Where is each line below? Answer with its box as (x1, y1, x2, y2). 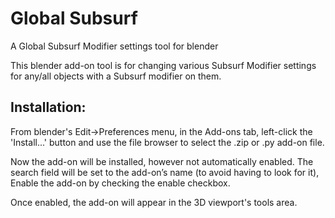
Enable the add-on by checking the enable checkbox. (10, 177, 231, 189)
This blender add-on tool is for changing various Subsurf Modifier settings (10, 59, 317, 71)
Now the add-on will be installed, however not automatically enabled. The (10, 155, 314, 167)
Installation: (10, 99, 87, 116)
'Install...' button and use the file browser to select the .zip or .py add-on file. (10, 136, 325, 148)
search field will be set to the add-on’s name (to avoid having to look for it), (10, 166, 320, 178)
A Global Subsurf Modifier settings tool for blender (10, 40, 219, 52)
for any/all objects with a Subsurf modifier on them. (10, 70, 222, 82)
